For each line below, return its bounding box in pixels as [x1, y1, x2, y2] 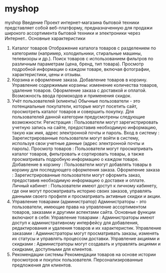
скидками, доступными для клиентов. [11, 246, 93, 252]
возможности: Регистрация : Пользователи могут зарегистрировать [11, 119, 159, 125]
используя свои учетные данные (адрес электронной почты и [11, 140, 145, 146]
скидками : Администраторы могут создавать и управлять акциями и [11, 241, 161, 247]
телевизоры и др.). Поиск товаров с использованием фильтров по [11, 55, 154, 61]
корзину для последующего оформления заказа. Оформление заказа [11, 166, 160, 172]
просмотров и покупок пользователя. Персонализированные [11, 257, 143, 263]
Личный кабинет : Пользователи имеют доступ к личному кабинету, [11, 182, 158, 188]
